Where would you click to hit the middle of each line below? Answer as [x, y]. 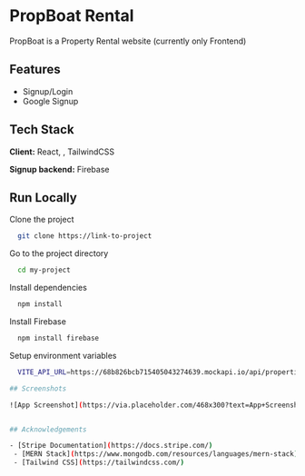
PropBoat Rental [72, 16]
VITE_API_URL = [44, 372]
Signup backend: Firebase [59, 169]
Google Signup [50, 101]
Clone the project [42, 220]
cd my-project [44, 270]
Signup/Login [48, 91]
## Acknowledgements [49, 429]
